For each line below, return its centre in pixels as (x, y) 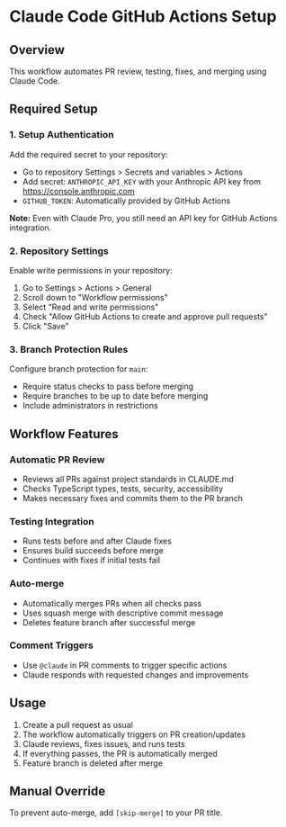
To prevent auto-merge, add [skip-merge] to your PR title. (116, 813)
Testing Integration (52, 521)
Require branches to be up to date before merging (115, 396)
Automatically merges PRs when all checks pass (112, 603)
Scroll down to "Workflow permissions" (95, 297)
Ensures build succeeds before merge (93, 551)
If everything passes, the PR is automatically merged (120, 753)
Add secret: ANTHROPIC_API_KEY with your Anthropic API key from (141, 181)
